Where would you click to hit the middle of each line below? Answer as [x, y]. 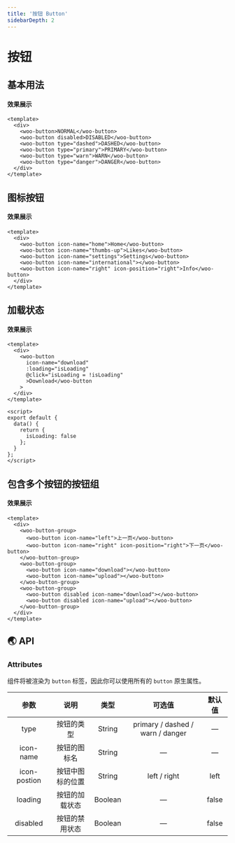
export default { [33, 418]
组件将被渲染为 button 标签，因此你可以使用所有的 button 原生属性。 [106, 681]
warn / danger [163, 733]
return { [33, 430]
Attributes [25, 665]
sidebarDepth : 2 [31, 20]
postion [29, 780]
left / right [163, 776]
